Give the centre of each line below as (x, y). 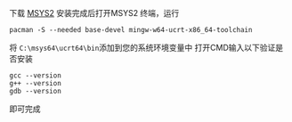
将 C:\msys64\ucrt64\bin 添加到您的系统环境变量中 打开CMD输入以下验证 (142, 48)
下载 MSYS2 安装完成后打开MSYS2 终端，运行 (94, 13)
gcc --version (36, 76)
